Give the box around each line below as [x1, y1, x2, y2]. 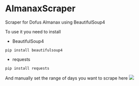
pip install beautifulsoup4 [5, 48, 63, 53]
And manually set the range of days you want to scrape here [5, 75, 128, 81]
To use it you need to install [5, 29, 61, 34]
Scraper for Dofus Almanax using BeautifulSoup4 [5, 19, 105, 25]
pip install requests [5, 66, 50, 71]
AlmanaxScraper [5, 3, 76, 14]
